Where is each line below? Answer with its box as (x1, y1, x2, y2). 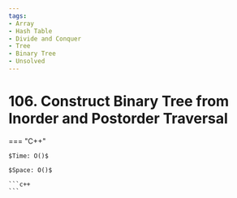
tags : (8, 11, 27, 20)
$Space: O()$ (8, 166, 53, 174)
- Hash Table (8, 27, 53, 35)
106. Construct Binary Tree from (8, 93, 230, 110)
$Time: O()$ (8, 152, 49, 160)
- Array (8, 19, 35, 28)
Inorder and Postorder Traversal (8, 110, 229, 128)
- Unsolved (8, 58, 45, 66)
